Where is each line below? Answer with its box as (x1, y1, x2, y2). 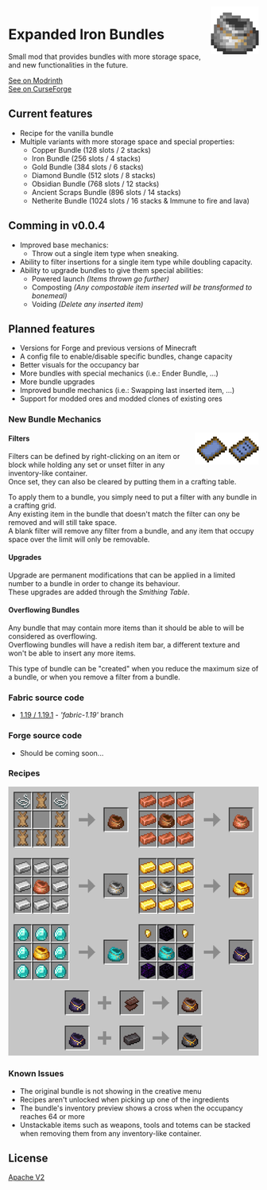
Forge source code (8, 730, 82, 741)
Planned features (8, 322, 95, 336)
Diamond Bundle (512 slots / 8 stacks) (31, 170, 157, 180)
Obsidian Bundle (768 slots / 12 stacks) (31, 179, 160, 189)
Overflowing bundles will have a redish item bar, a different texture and (8, 640, 241, 649)
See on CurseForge (8, 84, 72, 93)
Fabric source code (8, 692, 85, 703)
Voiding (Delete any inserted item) (31, 299, 144, 309)
